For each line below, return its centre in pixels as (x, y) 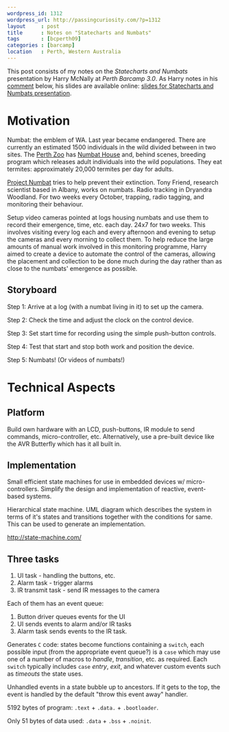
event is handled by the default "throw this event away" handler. (98, 694)
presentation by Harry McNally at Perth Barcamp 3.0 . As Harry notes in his (112, 78)
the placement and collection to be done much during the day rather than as (115, 261)
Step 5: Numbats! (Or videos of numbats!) (66, 359)
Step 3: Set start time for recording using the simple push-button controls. (112, 333)
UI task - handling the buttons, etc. (66, 576)
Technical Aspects (61, 387)
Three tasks (33, 559)
